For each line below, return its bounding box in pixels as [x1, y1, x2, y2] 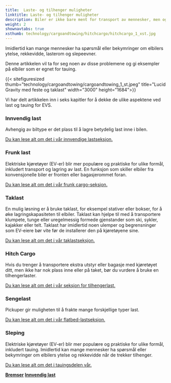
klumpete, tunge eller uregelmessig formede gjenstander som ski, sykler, [5, 217, 158, 223]
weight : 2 [5, 21, 26, 27]
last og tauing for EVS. [5, 102, 52, 108]
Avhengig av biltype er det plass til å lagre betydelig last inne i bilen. [5, 126, 148, 133]
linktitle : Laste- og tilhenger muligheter [5, 12, 99, 17]
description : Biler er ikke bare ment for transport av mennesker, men [5, 17, 160, 22]
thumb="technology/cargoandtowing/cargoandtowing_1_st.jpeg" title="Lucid [5, 81, 166, 87]
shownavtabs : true [5, 27, 44, 32]
